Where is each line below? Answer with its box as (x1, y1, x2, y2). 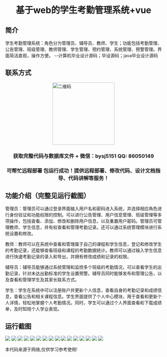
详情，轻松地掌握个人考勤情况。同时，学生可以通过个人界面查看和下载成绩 (9, 300, 162, 306)
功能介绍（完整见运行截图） (5, 191, 90, 200)
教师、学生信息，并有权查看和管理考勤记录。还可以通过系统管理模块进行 (9, 224, 158, 230)
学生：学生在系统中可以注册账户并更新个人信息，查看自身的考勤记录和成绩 (5, 287, 158, 293)
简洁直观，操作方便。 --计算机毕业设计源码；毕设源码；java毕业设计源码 (9, 53, 158, 58)
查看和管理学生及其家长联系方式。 (9, 277, 80, 283)
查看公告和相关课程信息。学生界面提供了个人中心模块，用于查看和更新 (13, 294, 158, 300)
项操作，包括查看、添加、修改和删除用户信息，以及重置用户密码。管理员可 (5, 218, 158, 224)
